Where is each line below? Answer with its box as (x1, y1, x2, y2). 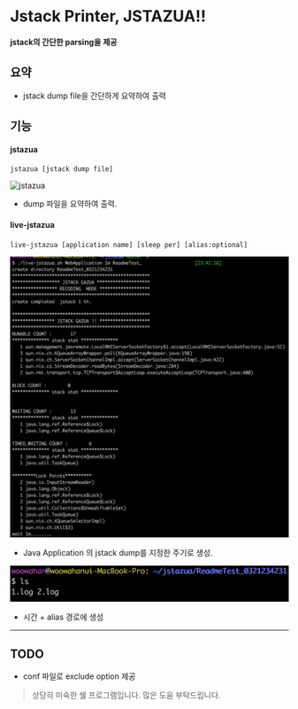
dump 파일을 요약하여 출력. (22, 199, 118, 209)
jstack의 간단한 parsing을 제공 (10, 36, 118, 47)
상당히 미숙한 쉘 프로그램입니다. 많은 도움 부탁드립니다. (31, 690, 221, 700)
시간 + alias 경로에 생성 (22, 612, 104, 622)
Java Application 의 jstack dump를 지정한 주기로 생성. (22, 547, 213, 557)
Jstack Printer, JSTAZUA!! (10, 6, 207, 27)
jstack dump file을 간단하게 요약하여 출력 (22, 90, 166, 101)
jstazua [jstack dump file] (10, 165, 114, 174)
